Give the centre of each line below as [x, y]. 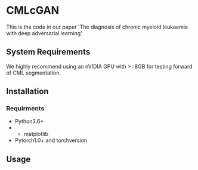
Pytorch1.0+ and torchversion [51, 140]
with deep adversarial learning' [44, 33]
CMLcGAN [33, 10]
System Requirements [48, 52]
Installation [27, 92]
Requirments [25, 109]
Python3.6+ [29, 121]
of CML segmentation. [34, 73]
